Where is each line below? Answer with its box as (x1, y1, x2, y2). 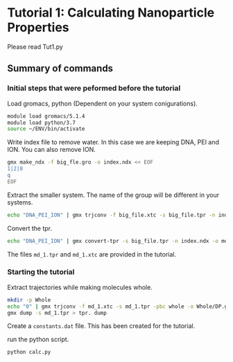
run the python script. (7, 335, 69, 344)
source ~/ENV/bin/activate (7, 126, 85, 132)
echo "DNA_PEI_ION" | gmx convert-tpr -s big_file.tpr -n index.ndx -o (7, 237, 218, 244)
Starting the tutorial (7, 267, 75, 277)
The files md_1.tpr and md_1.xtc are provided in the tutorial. (7, 250, 177, 258)
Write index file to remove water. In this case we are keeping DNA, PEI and (7, 138, 220, 146)
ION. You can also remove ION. (7, 146, 96, 154)
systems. (7, 198, 33, 206)
